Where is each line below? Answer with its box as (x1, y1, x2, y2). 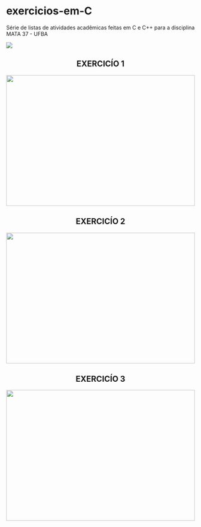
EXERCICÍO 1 (77, 59, 124, 69)
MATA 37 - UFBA (6, 30, 48, 37)
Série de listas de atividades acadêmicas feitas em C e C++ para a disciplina (6, 24, 195, 31)
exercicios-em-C (6, 4, 93, 18)
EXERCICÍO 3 (75, 373, 126, 384)
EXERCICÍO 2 (75, 216, 126, 226)
